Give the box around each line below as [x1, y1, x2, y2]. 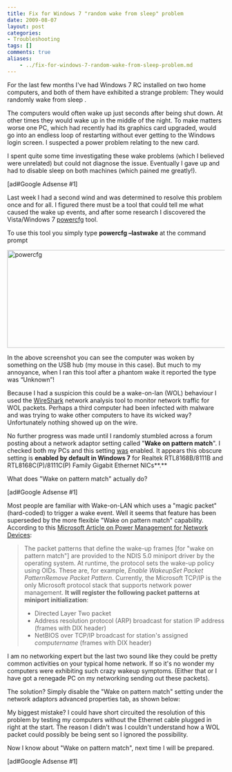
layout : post [7, 23, 45, 30]
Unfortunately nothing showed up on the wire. [7, 418, 138, 427]
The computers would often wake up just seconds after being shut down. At [7, 109, 223, 117]
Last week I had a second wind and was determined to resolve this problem [7, 193, 222, 201]
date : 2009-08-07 [7, 17, 57, 24]
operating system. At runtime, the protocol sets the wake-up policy [23, 559, 215, 567]
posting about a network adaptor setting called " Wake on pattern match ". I [7, 439, 221, 447]
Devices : [7, 530, 32, 539]
